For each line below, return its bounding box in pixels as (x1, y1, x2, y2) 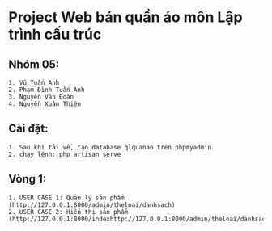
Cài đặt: (8, 122, 49, 136)
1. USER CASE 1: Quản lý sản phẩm (8, 194, 125, 202)
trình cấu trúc (8, 25, 102, 44)
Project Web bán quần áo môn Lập (8, 8, 243, 27)
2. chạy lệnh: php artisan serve (8, 150, 121, 158)
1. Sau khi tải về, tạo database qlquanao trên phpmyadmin (8, 143, 212, 151)
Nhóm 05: (8, 57, 60, 71)
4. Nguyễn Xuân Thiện (8, 100, 82, 108)
